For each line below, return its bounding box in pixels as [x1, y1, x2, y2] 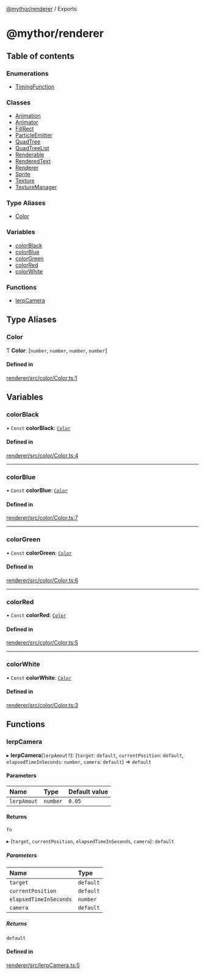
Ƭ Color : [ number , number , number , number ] [6, 346, 107, 354]
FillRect [15, 125, 34, 133]
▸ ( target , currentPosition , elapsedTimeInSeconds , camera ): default [6, 837, 174, 845]
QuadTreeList [15, 145, 50, 152]
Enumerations [6, 69, 49, 78]
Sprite [15, 170, 31, 178]
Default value [68, 787, 109, 796]
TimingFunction [15, 82, 55, 90]
